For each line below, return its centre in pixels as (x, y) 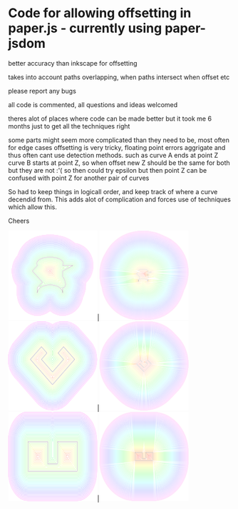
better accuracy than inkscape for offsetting (73, 63)
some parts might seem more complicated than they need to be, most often (119, 140)
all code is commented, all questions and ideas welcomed (93, 104)
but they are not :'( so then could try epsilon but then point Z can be (108, 170)
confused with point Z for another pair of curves (79, 178)
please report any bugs (42, 91)
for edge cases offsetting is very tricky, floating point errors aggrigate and (117, 147)
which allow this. (33, 207)
